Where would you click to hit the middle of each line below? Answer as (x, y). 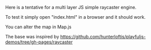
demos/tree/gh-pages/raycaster (39, 42)
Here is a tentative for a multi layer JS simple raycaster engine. (71, 7)
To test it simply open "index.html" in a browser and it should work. (75, 17)
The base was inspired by (32, 37)
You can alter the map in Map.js (38, 27)
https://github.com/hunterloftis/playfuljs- (103, 37)
